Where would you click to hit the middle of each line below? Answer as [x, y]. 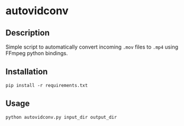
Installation [27, 72]
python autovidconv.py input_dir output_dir [61, 117]
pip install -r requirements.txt [47, 85]
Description [28, 33]
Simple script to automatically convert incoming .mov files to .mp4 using [92, 47]
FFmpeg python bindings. [37, 53]
